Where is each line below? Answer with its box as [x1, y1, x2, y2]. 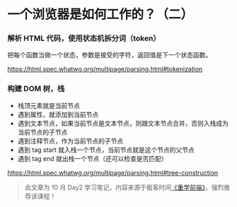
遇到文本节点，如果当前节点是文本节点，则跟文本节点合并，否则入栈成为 [17, 119, 229, 127]
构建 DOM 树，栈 [7, 84, 65, 94]
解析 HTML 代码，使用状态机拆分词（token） [7, 33, 161, 43]
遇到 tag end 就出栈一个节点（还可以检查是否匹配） [17, 154, 168, 162]
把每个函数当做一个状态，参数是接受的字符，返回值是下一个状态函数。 [7, 51, 212, 59]
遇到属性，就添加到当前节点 [17, 110, 99, 119]
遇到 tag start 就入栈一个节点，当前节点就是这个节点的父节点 [17, 146, 195, 154]
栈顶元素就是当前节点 [17, 101, 80, 110]
